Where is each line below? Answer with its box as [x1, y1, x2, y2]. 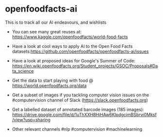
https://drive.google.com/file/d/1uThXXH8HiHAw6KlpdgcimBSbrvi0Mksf [12, 111, 157, 117]
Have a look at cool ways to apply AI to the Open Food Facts [12, 43, 133, 49]
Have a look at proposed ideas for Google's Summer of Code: [12, 58, 136, 63]
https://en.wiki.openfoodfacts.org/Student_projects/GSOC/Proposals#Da [12, 63, 158, 69]
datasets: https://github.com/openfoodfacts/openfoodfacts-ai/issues [12, 48, 149, 54]
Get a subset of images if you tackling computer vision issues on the [12, 92, 149, 98]
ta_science [12, 68, 34, 74]
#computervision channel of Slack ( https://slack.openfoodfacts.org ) [12, 97, 148, 103]
